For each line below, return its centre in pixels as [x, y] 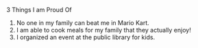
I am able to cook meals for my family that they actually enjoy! [103, 30]
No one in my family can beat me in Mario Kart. [83, 23]
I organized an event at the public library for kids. [86, 37]
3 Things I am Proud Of [39, 10]
